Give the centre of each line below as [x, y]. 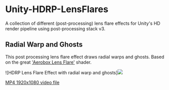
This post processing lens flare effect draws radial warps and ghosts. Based [85, 57]
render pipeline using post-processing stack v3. [55, 28]
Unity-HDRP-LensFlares [57, 9]
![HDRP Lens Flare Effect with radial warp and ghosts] [61, 72]
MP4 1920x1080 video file [32, 82]
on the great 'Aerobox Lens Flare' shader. [48, 62]
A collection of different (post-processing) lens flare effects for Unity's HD [83, 23]
